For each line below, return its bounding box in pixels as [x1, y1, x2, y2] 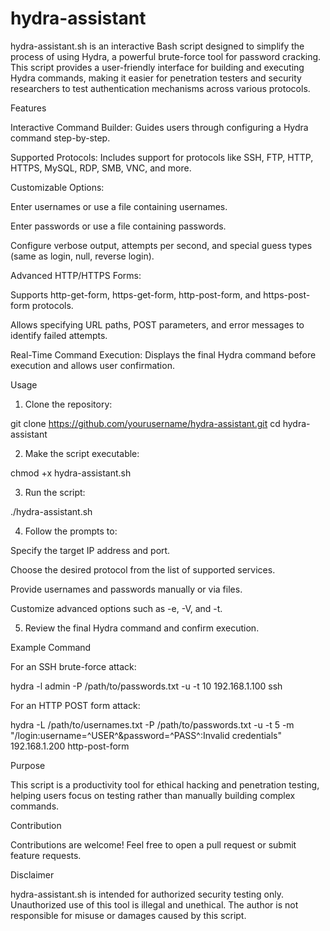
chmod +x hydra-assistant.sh [10, 467, 132, 479]
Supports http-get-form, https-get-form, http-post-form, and [10, 288, 262, 301]
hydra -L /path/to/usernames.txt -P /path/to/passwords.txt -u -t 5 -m [10, 718, 295, 731]
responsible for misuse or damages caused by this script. [10, 909, 247, 921]
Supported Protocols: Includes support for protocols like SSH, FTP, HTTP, [10, 151, 314, 163]
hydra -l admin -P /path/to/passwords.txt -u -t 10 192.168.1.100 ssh [10, 680, 283, 692]
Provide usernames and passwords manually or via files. [10, 583, 243, 595]
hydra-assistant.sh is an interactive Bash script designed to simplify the [10, 40, 305, 52]
